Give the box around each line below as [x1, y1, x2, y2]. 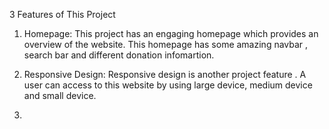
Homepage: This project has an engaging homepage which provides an [23, 28, 319, 39]
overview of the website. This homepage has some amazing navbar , [23, 39, 309, 50]
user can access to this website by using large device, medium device [23, 79, 313, 91]
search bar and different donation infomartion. [23, 49, 215, 61]
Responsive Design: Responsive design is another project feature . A [23, 69, 307, 80]
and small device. [23, 90, 97, 101]
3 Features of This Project [9, 9, 116, 20]
